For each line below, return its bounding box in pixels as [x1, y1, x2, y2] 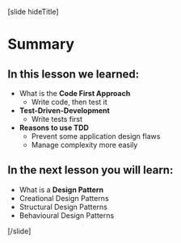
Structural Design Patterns [19, 202, 108, 212]
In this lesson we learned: [7, 67, 140, 81]
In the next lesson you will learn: [7, 163, 174, 177]
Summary [7, 36, 74, 53]
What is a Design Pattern [19, 185, 104, 195]
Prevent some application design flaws [31, 132, 161, 140]
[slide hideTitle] [7, 7, 59, 16]
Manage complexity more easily [31, 140, 138, 149]
